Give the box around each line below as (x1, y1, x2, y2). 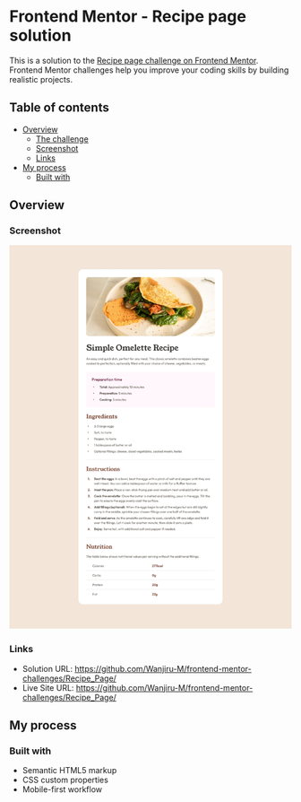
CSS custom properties (21, 774, 109, 786)
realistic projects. (9, 74, 73, 84)
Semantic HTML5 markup (21, 765, 117, 776)
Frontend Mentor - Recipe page (9, 6, 246, 27)
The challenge (35, 133, 90, 144)
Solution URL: (21, 663, 73, 674)
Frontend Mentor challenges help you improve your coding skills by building (9, 65, 289, 75)
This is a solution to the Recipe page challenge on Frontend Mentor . (9, 55, 259, 65)
